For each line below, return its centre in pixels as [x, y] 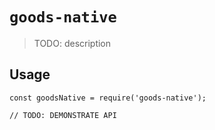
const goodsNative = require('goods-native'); [108, 98]
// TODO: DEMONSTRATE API [63, 115]
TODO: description [72, 43]
